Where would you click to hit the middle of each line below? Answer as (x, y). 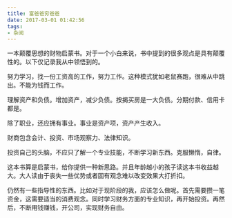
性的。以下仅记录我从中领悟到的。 (56, 62)
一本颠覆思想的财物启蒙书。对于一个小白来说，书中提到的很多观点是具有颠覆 (116, 53)
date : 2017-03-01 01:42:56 (46, 20)
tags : (15, 26)
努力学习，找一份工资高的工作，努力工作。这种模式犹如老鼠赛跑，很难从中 (113, 77)
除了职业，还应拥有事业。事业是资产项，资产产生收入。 (86, 123)
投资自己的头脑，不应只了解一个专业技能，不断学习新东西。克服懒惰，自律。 (116, 152)
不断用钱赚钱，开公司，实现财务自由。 (74, 208)
